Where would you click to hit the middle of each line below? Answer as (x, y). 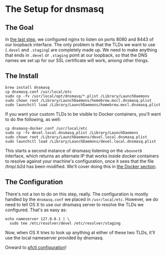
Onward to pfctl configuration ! (36, 247)
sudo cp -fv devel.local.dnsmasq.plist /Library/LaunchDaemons (72, 132)
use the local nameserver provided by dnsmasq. (55, 238)
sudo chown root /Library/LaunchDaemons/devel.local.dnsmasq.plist (76, 137)
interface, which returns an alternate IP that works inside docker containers (82, 156)
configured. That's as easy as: (36, 210)
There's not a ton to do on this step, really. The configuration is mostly (77, 194)
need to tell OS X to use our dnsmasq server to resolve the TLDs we (74, 204)
